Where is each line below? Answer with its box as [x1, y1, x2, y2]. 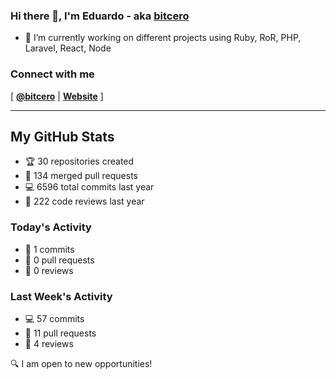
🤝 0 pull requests [24, 254, 95, 266]
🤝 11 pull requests [24, 327, 97, 339]
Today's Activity [10, 220, 92, 234]
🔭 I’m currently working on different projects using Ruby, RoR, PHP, [24, 32, 302, 44]
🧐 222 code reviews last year [24, 195, 145, 208]
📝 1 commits [24, 243, 75, 255]
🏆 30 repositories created [24, 155, 135, 168]
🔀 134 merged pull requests [24, 170, 138, 182]
